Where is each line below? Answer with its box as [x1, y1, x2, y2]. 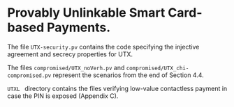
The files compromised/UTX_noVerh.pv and [7, 63, 125, 72]
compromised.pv [7, 72, 52, 79]
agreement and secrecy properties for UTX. [7, 50, 133, 58]
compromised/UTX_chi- [126, 65, 189, 72]
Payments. [46, 19, 110, 35]
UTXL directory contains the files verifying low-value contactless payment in [7, 84, 228, 92]
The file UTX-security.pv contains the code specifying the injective [7, 42, 200, 51]
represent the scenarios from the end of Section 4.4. [52, 71, 204, 79]
